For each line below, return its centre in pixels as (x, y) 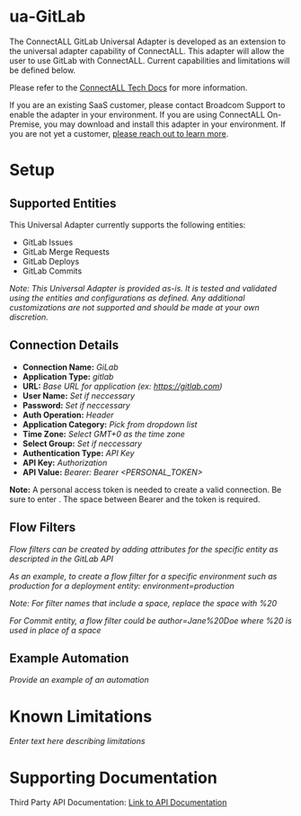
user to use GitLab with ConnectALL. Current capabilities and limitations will (150, 60)
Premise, (26, 124)
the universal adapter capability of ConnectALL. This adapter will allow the (147, 50)
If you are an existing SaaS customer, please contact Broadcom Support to (147, 104)
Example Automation (69, 658)
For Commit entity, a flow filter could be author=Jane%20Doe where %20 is (150, 620)
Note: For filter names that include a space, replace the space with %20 (143, 603)
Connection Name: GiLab (70, 367)
